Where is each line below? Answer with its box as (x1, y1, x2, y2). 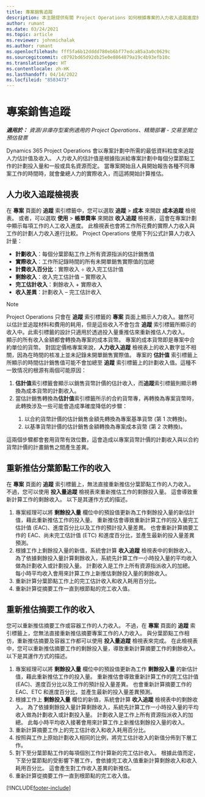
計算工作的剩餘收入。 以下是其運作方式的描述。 (11, 495, 131, 503)
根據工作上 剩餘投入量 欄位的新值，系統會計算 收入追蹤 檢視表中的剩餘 (15, 696, 193, 703)
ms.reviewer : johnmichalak (6, 37, 75, 43)
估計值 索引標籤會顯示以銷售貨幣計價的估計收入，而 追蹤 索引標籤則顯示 (15, 379, 192, 387)
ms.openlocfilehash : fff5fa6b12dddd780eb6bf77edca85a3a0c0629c (6, 49, 171, 55)
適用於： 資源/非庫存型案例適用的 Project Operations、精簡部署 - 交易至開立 (6, 126, 198, 134)
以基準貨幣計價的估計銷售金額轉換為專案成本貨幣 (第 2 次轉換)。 (24, 423, 186, 430)
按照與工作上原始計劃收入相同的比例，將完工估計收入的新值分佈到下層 (15, 734, 192, 741)
